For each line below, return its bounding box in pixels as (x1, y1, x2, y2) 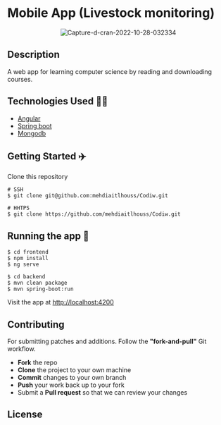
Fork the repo (17, 358, 58, 367)
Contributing (7, 319, 65, 331)
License (7, 409, 43, 421)
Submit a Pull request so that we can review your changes (17, 388, 188, 396)
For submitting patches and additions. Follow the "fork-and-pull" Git (7, 337, 207, 345)
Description (7, 49, 60, 61)
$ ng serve (7, 261, 39, 269)
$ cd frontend (7, 249, 49, 256)
